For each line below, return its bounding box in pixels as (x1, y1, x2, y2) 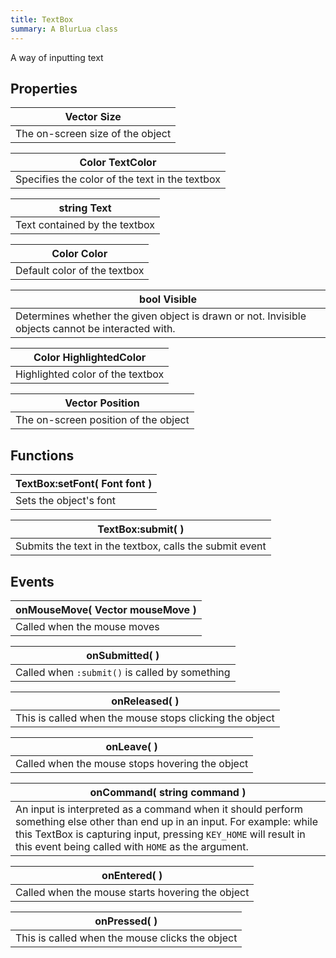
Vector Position (64, 396, 140, 410)
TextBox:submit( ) (97, 522, 185, 536)
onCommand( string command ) (89, 785, 247, 799)
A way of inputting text (10, 51, 104, 63)
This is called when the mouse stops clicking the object (15, 711, 275, 725)
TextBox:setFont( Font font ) (15, 477, 153, 491)
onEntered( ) (101, 868, 163, 882)
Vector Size (64, 110, 122, 124)
